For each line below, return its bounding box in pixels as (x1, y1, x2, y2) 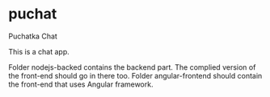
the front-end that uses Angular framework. (8, 79, 154, 89)
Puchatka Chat (8, 31, 58, 41)
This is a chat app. (8, 46, 70, 56)
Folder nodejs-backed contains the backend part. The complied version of (8, 62, 256, 72)
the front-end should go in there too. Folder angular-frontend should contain (8, 71, 263, 80)
